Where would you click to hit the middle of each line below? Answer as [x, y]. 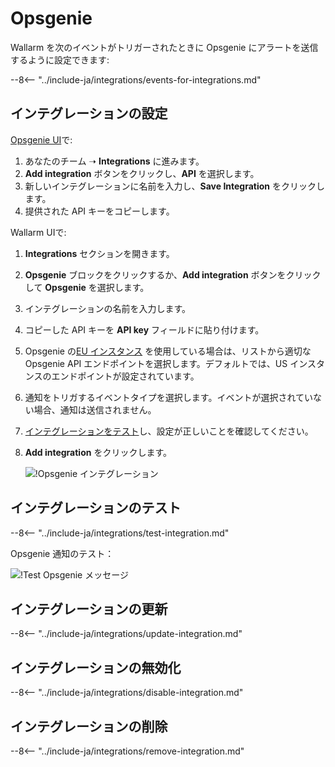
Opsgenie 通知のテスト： [62, 553]
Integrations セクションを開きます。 [99, 253]
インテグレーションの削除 [89, 726]
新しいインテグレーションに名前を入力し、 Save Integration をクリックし [175, 186]
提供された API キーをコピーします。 [99, 211]
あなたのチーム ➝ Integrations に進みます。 [114, 161]
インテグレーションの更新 [89, 608]
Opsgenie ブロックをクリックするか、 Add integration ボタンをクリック [173, 274]
